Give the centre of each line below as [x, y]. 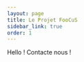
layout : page [26, 13]
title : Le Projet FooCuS [42, 20]
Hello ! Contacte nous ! [39, 52]
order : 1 [19, 33]
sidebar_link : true [35, 26]
